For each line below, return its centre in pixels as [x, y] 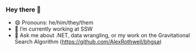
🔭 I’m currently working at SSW [54, 29]
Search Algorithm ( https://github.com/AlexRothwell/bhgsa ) [88, 42]
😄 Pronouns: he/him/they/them [54, 23]
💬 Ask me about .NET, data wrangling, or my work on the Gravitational [102, 35]
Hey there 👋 [23, 10]
